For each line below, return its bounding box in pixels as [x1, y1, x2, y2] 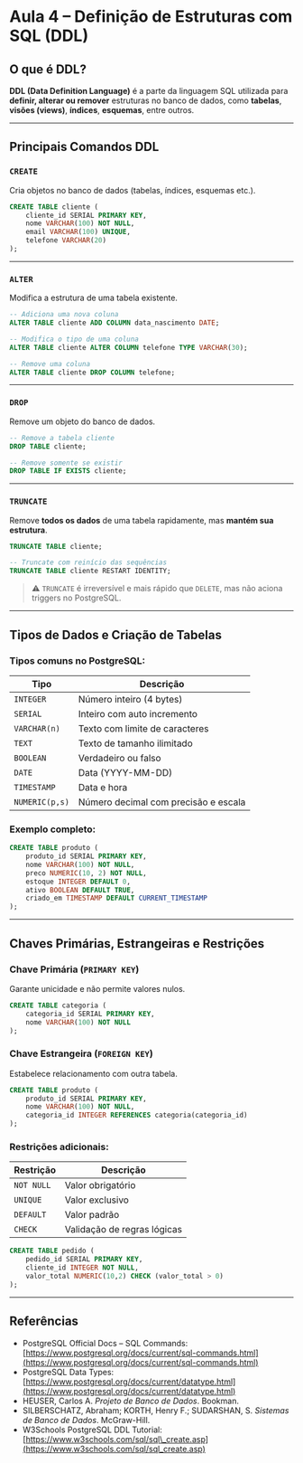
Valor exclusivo [64, 1194, 129, 1206]
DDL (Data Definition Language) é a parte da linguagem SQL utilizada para [9, 86, 289, 96]
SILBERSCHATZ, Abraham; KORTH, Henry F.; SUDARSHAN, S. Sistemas [22, 1404, 289, 1416]
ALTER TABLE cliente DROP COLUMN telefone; [9, 368, 176, 377]
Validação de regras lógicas [64, 1223, 183, 1236]
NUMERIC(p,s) [14, 797, 70, 807]
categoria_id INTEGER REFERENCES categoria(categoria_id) [25, 1110, 248, 1120]
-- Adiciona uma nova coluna [9, 310, 119, 319]
